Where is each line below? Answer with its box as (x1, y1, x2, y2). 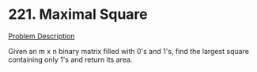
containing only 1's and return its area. (8, 55, 133, 64)
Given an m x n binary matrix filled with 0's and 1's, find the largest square (8, 46, 249, 56)
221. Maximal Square (8, 5, 148, 23)
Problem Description (8, 31, 75, 41)
